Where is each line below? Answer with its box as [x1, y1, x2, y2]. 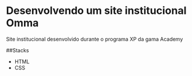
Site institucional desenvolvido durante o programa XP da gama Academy [6, 35, 183, 42]
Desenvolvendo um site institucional [6, 4, 187, 17]
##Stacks [6, 46, 29, 53]
